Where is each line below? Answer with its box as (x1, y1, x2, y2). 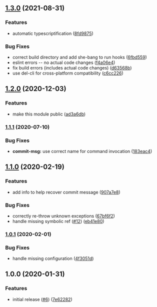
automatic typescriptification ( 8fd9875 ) (12, 30, 93, 36)
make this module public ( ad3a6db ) (12, 111, 86, 117)
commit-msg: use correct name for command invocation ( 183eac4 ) (12, 148, 152, 154)
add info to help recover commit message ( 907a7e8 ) (12, 189, 121, 195)
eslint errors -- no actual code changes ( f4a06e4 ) (12, 59, 115, 65)
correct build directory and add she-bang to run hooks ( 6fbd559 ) (12, 54, 147, 60)
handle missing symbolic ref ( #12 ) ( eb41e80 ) (12, 218, 104, 224)
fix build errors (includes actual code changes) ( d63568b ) (12, 64, 132, 70)
